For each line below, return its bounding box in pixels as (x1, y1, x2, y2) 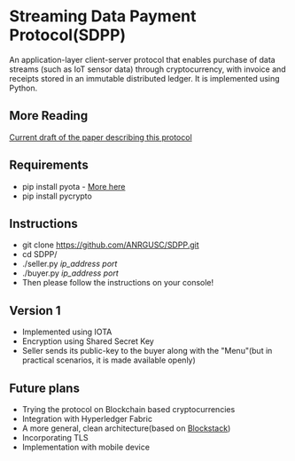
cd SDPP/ (21, 249, 58, 260)
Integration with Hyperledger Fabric (21, 414, 153, 424)
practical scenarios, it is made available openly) (21, 355, 197, 365)
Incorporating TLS (21, 433, 89, 442)
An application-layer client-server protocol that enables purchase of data (9, 54, 276, 65)
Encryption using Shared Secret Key (21, 336, 155, 347)
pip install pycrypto (21, 191, 93, 201)
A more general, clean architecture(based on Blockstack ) (21, 423, 231, 434)
